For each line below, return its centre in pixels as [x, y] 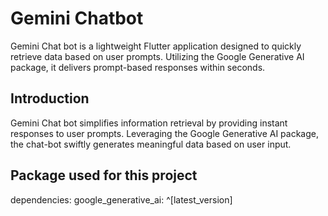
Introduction [50, 98]
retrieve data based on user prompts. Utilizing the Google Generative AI [157, 56]
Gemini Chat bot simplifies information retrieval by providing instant [149, 123]
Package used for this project [104, 175]
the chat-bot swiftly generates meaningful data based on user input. [151, 144]
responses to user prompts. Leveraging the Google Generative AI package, [164, 133]
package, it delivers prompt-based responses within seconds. [138, 67]
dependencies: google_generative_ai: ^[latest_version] [121, 199]
